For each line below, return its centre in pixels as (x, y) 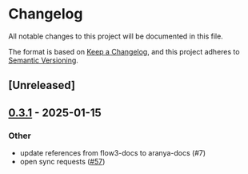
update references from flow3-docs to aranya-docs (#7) (113, 153)
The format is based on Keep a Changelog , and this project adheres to (124, 51)
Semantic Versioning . (43, 60)
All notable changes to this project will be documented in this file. (116, 36)
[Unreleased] (42, 85)
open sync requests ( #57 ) (62, 162)
